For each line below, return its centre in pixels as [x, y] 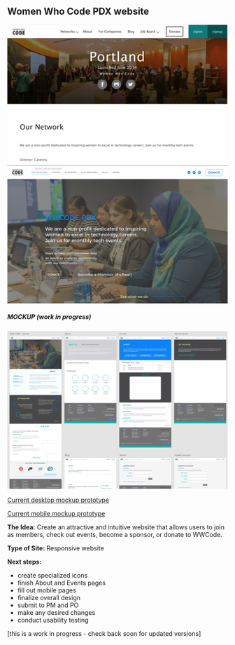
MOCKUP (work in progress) [49, 317]
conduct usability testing [53, 620]
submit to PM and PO [48, 605]
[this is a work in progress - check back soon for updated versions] [104, 633]
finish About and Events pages [62, 583]
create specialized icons [52, 575]
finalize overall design [49, 597]
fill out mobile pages [47, 590]
